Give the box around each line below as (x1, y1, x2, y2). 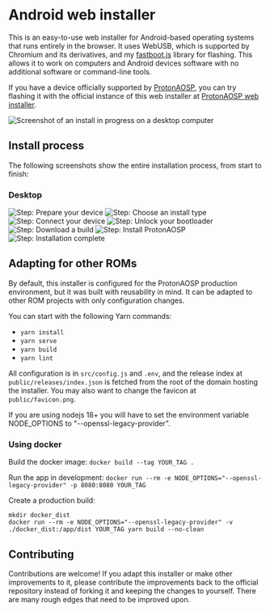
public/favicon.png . (8, 394, 76, 404)
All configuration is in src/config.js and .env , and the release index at (8, 368, 243, 378)
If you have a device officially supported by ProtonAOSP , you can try (8, 83, 237, 92)
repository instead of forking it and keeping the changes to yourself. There (8, 585, 257, 596)
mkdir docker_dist (8, 512, 70, 520)
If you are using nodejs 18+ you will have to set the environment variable (8, 410, 249, 419)
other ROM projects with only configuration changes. (8, 295, 185, 305)
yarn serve (19, 337, 57, 345)
